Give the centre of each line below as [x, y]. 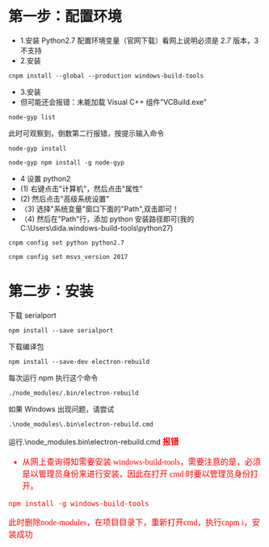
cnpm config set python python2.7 [67, 243]
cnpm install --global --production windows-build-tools [106, 76]
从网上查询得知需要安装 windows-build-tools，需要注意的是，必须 [141, 461]
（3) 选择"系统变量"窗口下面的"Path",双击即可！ [100, 209]
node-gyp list [32, 117]
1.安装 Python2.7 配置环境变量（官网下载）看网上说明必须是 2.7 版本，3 [139, 40]
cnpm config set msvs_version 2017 [68, 257]
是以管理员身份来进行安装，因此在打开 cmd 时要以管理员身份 [136, 474]
